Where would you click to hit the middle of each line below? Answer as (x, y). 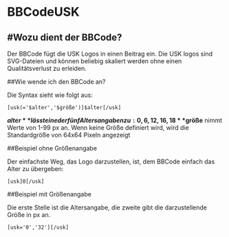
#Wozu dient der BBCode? (65, 37)
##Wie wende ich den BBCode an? (56, 82)
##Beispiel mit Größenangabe (49, 194)
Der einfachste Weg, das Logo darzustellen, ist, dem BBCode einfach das (111, 161)
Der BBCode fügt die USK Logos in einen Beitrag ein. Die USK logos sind (110, 54)
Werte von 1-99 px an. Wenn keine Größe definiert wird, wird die (98, 127)
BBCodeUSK (44, 12)
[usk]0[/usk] (26, 181)
